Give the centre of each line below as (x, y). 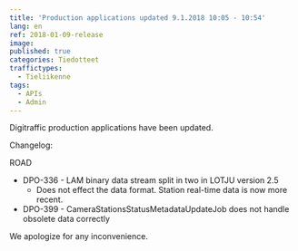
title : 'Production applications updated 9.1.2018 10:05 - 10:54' (138, 18)
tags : (20, 85)
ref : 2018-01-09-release (56, 34)
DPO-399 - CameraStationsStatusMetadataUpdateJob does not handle (156, 209)
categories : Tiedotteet (55, 60)
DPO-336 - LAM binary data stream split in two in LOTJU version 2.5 (150, 180)
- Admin (32, 102)
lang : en (26, 26)
